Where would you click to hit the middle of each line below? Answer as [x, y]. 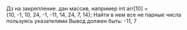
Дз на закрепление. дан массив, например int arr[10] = [77, 9]
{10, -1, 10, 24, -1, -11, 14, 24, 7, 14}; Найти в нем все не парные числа [94, 15]
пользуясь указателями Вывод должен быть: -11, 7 [71, 21]
